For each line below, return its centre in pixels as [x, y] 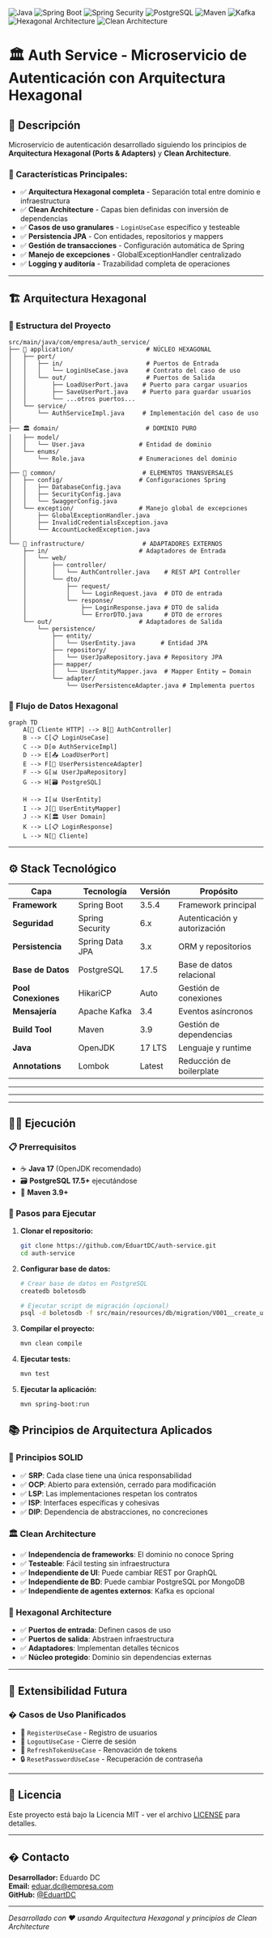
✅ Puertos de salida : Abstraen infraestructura [97, 1639]
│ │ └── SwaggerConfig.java [63, 501]
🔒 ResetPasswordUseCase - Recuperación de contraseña [111, 1759]
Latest [151, 1066]
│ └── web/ [45, 558]
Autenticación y [208, 918]
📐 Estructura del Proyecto [59, 326]
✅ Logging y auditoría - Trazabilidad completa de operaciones [125, 264]
